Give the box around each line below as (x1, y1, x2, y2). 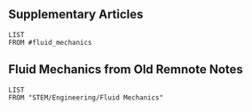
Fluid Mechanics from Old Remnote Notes (8, 62, 243, 78)
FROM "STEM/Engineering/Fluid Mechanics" (8, 92, 164, 102)
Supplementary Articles (8, 7, 144, 22)
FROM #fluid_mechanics (8, 38, 92, 47)
